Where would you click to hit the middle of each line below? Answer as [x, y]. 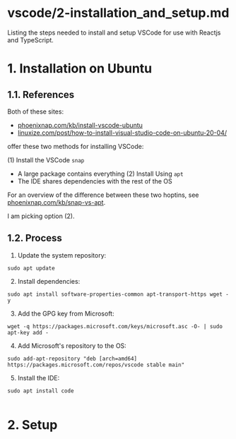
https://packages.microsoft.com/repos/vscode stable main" [96, 365]
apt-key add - [28, 332]
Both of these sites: [36, 112]
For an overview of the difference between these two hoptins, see [103, 195]
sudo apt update [31, 268]
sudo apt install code [41, 391]
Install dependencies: [49, 281]
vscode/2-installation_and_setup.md [118, 13]
